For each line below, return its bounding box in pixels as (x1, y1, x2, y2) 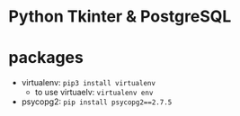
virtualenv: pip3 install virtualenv (21, 77, 156, 88)
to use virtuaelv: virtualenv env (34, 87, 154, 98)
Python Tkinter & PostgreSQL (8, 6, 232, 27)
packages (8, 48, 84, 68)
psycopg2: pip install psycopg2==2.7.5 (21, 96, 173, 107)
